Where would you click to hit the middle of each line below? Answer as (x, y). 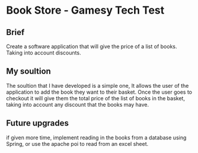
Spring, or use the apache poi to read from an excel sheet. (77, 144)
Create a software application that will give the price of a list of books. (92, 46)
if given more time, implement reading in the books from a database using (96, 138)
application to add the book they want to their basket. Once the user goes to (99, 92)
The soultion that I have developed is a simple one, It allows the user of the (98, 85)
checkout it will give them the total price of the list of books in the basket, (96, 98)
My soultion (29, 71)
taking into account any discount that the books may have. (78, 104)
